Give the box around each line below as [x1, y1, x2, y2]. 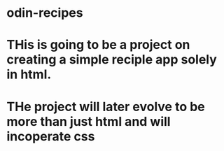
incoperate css [6, 128, 95, 144]
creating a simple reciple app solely [6, 52, 218, 68]
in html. [6, 66, 52, 82]
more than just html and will [6, 113, 171, 129]
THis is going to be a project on [6, 37, 190, 53]
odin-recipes [6, 5, 83, 21]
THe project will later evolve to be [6, 99, 206, 115]
